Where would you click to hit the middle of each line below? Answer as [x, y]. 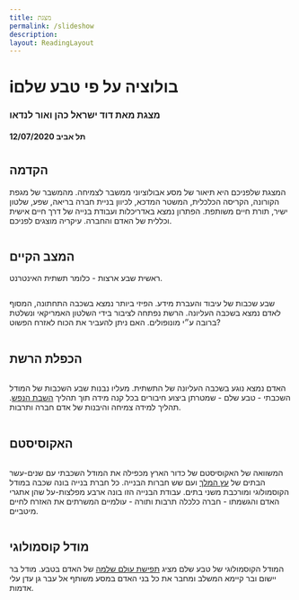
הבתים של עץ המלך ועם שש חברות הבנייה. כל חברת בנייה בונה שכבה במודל [137, 482]
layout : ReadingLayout [52, 43]
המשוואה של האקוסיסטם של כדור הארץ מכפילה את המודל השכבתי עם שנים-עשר [146, 473]
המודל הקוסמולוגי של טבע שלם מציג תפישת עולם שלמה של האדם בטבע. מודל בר [147, 569]
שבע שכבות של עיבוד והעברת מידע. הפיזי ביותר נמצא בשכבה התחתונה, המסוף [142, 304]
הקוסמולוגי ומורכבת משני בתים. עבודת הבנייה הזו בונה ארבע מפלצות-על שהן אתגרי [149, 492]
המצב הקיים [42, 256]
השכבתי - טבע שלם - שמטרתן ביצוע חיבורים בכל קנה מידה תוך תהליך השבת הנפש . [150, 398]
